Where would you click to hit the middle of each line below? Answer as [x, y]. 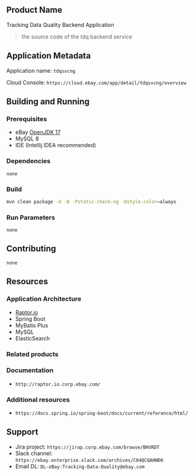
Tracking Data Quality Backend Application [60, 24]
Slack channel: [34, 453]
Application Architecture [44, 299]
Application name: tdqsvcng [41, 70]
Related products [32, 354]
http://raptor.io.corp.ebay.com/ [58, 384]
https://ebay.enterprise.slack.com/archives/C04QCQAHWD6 [89, 460]
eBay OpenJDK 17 [38, 132]
